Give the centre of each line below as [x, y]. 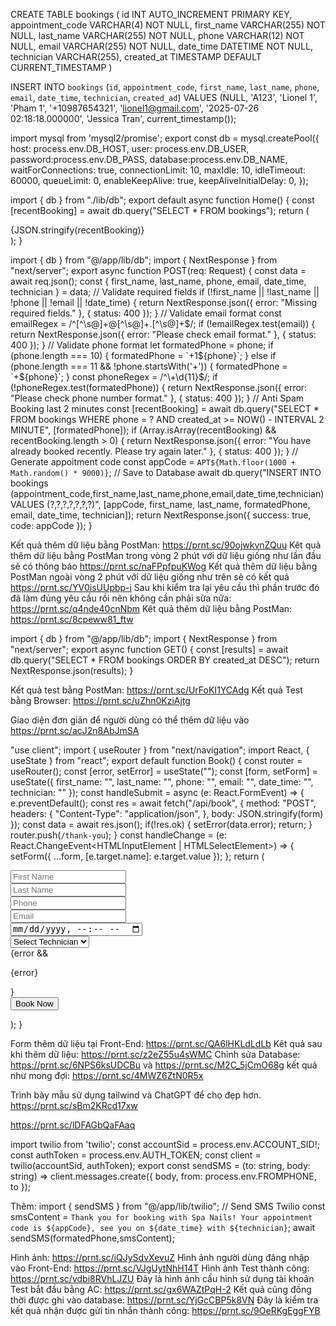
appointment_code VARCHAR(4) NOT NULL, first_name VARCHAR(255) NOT [168, 25]
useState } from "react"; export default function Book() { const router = [156, 760]
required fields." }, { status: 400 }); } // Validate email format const [146, 313]
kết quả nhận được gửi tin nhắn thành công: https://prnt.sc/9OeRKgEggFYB [165, 1311]
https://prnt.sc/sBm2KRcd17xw [74, 1106]
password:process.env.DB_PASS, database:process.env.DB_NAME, [149, 159]
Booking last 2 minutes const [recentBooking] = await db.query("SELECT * [165, 408]
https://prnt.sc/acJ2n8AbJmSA [75, 730]
